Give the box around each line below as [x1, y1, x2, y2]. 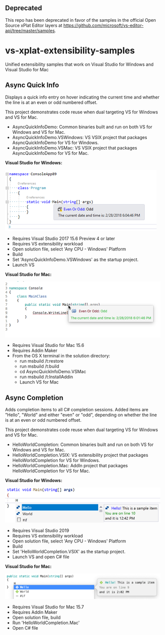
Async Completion [5, 393, 64, 402]
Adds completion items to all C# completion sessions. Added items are [5, 407, 149, 413]
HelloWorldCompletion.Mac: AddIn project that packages [12, 463, 128, 469]
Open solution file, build [12, 615, 61, 621]
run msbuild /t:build [19, 363, 60, 369]
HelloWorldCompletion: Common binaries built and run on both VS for [12, 441, 154, 447]
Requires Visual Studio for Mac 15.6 [12, 342, 85, 348]
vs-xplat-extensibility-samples [5, 45, 135, 56]
